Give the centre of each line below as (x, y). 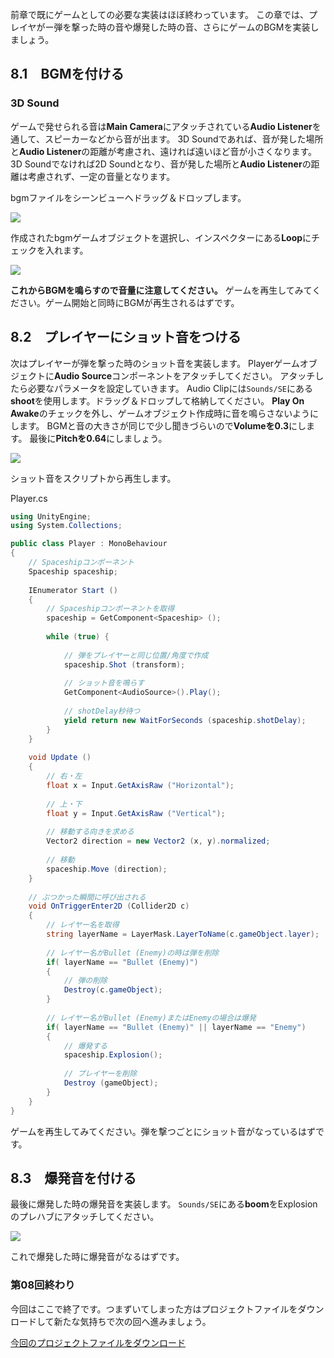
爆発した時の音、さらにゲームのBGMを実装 (221, 27)
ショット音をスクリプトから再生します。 (93, 478)
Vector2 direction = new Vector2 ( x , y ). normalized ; (158, 841)
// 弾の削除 (85, 981)
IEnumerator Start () (73, 590)
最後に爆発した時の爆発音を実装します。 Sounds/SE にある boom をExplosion (164, 1204)
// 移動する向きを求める (90, 832)
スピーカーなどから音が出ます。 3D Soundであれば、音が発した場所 (184, 139)
